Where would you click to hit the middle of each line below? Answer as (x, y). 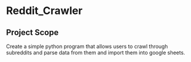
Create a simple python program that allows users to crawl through (87, 46)
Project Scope (32, 32)
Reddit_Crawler (44, 11)
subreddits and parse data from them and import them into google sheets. (95, 53)
